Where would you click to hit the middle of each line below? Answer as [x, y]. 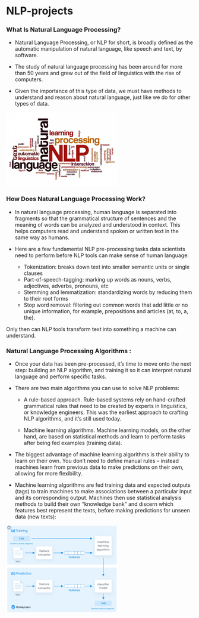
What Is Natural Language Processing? [64, 30]
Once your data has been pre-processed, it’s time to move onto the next [103, 364]
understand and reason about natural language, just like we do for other [103, 97]
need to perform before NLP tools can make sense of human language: [102, 255]
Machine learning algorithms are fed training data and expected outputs [103, 485]
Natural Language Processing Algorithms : [69, 351]
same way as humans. [42, 237]
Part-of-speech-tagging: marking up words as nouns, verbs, [97, 279]
